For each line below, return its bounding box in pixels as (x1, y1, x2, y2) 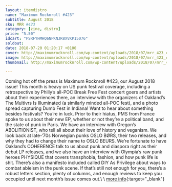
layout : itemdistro (5, 7, 47, 13)
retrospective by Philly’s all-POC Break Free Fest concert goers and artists (5, 89, 162, 95)
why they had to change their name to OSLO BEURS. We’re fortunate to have (5, 138, 167, 144)
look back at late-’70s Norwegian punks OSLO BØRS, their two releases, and (5, 132, 167, 138)
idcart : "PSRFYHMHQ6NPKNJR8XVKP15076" (5, 36, 88, 41)
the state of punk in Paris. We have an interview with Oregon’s (5, 122, 136, 128)
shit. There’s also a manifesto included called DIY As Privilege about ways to (5, 159, 166, 166)
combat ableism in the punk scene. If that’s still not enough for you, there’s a (5, 165, 166, 171)
